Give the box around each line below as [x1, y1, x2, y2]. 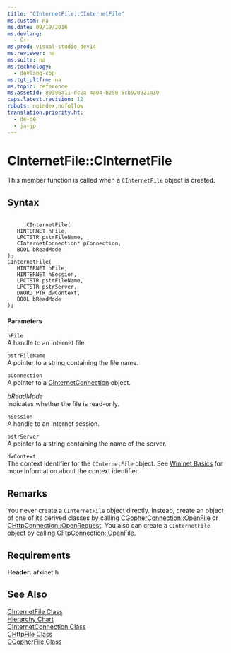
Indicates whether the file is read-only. [7, 400, 120, 408]
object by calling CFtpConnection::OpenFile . [7, 528, 136, 538]
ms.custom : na [7, 17, 49, 24]
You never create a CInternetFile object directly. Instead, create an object [7, 507, 224, 515]
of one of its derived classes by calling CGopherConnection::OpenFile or [7, 514, 219, 522]
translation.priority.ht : [7, 109, 83, 116]
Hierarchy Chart [7, 615, 54, 623]
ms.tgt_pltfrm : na [7, 76, 61, 83]
